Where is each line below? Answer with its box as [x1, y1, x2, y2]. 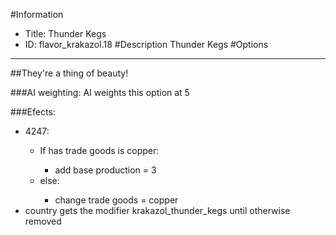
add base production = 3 [54, 164, 157, 176]
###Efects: [10, 106, 56, 118]
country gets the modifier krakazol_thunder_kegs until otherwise [24, 205, 291, 216]
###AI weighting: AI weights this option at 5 [10, 87, 190, 98]
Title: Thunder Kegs [24, 28, 107, 39]
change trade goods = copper [54, 194, 179, 206]
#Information [10, 9, 64, 20]
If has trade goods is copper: [39, 145, 160, 156]
